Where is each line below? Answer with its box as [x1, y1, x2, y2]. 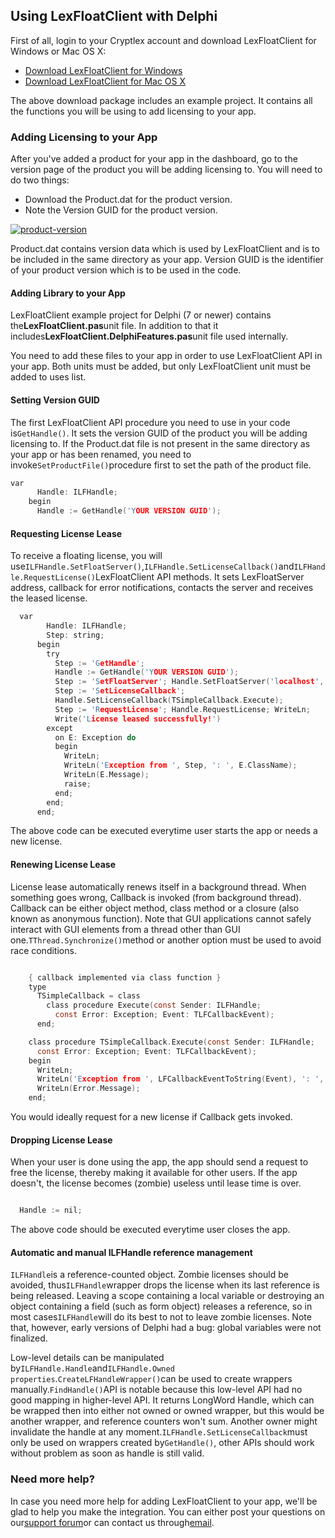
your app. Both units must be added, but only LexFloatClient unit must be [10, 360, 312, 373]
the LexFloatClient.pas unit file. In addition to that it [10, 320, 219, 332]
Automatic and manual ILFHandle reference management [10, 1246, 253, 1258]
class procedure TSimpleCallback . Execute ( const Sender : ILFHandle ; [28, 1037, 315, 1047]
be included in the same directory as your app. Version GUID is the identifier [10, 254, 324, 266]
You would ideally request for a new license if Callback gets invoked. [10, 1111, 293, 1123]
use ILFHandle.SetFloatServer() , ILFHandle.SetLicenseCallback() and [10, 560, 295, 573]
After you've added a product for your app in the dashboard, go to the [10, 153, 298, 165]
